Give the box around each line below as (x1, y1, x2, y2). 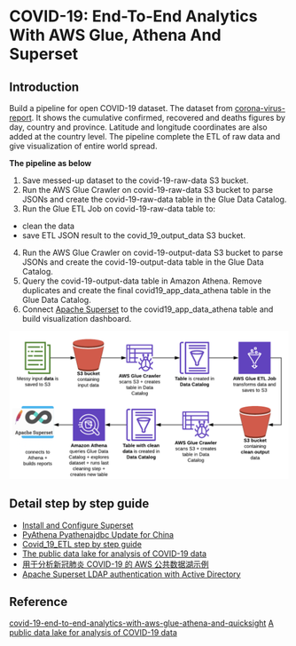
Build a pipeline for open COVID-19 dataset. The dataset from (9, 103, 233, 113)
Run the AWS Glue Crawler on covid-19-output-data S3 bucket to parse (21, 247, 284, 258)
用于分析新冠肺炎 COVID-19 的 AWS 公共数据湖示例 (21, 558, 209, 570)
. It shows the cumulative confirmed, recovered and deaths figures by (31, 113, 286, 123)
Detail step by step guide (9, 496, 150, 512)
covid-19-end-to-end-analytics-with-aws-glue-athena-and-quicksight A (9, 618, 275, 628)
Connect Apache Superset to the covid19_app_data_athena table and (21, 304, 274, 315)
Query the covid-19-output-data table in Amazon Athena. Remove (21, 275, 262, 286)
